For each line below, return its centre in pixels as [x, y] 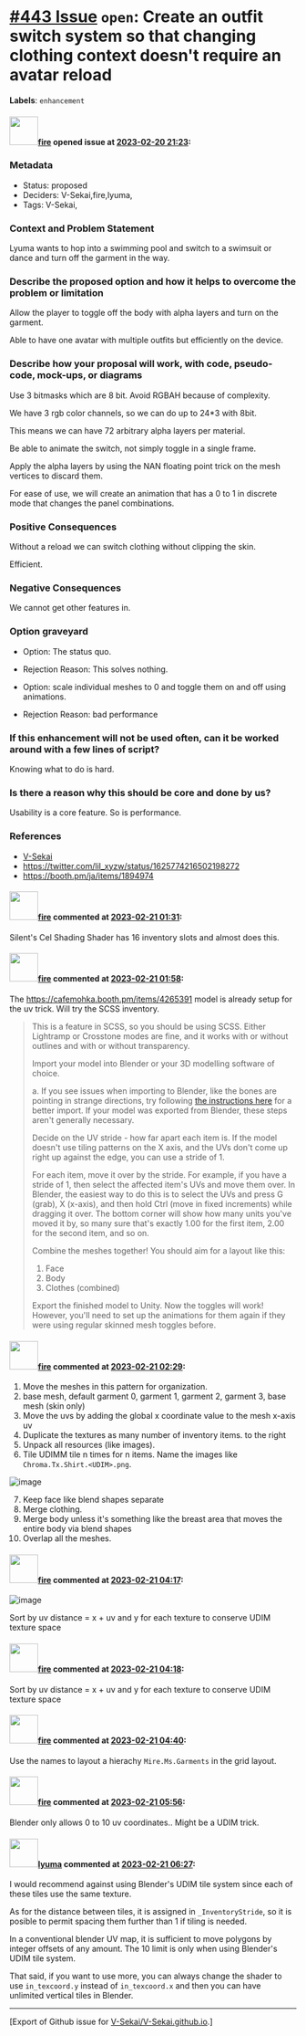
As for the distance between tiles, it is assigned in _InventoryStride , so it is [151, 1912]
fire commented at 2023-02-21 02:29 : [112, 1366]
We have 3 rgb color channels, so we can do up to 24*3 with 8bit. [133, 413]
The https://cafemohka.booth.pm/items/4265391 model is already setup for [151, 999]
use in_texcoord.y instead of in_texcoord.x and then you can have [135, 1986]
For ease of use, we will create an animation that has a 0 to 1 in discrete [143, 493]
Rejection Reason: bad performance [90, 714]
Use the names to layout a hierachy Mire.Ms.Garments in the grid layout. [143, 1760]
